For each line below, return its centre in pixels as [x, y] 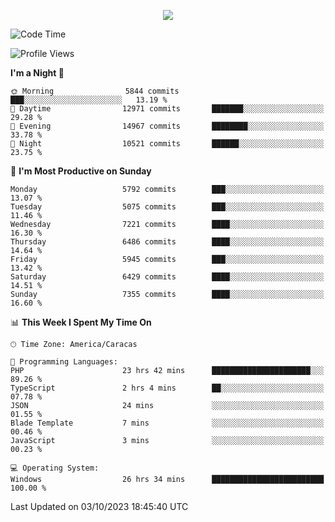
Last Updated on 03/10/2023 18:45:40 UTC [99, 506]
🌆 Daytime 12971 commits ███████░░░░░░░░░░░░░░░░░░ [167, 109]
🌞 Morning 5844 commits [95, 91]
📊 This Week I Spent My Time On [81, 322]
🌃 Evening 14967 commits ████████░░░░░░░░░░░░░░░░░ [167, 126]
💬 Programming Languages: [64, 362]
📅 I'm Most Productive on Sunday [81, 171]
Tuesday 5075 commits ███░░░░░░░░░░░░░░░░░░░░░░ [167, 207]
